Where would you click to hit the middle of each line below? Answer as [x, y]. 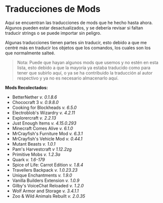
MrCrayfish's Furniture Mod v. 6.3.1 [47, 133]
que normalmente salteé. [30, 53]
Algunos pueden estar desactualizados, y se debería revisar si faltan [74, 27]
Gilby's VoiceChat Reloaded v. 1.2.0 [48, 185]
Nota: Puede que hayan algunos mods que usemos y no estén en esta [88, 62]
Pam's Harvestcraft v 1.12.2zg [42, 149]
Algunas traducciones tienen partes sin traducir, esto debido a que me [76, 42]
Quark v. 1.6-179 [28, 159]
